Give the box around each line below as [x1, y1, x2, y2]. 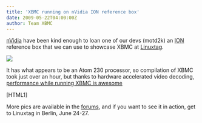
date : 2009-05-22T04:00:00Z [6, 15, 78, 21]
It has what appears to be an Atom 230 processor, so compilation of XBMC [6, 66, 194, 74]
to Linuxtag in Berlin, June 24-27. [6, 110, 89, 117]
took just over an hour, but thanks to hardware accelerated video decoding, [6, 73, 195, 80]
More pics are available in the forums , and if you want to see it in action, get [6, 103, 196, 110]
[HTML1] [6, 91, 28, 99]
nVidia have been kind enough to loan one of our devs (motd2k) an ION [6, 37, 184, 44]
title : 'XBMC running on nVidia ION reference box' [6, 9, 140, 15]
